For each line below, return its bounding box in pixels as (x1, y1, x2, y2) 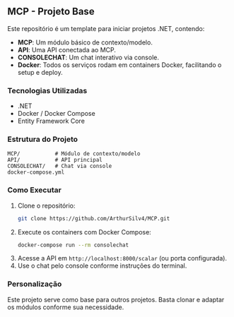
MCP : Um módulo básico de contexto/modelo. (17, 38, 153, 47)
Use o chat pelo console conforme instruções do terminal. (17, 261, 187, 270)
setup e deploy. (17, 68, 63, 76)
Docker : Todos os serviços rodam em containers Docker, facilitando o (17, 60, 222, 69)
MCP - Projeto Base (7, 6, 95, 18)
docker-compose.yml (7, 169, 65, 176)
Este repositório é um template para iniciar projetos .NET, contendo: (7, 24, 205, 32)
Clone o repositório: (17, 201, 76, 210)
